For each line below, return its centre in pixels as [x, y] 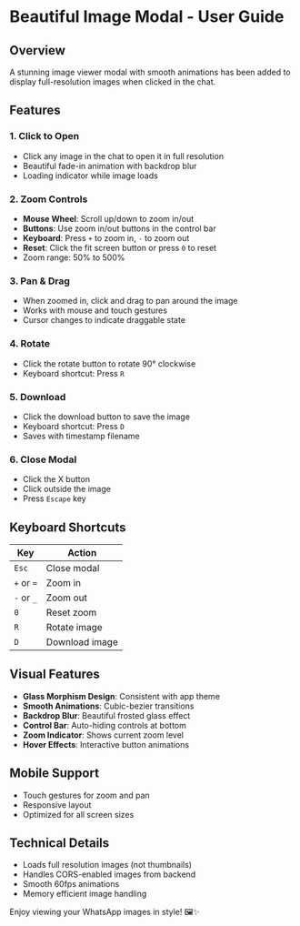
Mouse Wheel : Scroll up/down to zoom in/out [108, 218]
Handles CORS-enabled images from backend [109, 874]
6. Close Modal [43, 459]
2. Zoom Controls [49, 199]
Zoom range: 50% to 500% [74, 257]
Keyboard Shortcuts [68, 527]
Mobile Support [55, 774]
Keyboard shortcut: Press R [73, 373]
